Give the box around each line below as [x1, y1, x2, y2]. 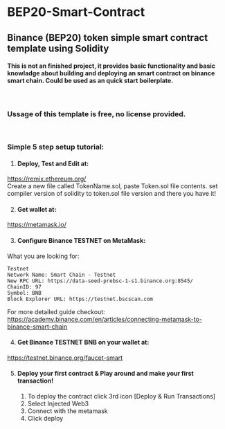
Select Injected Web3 [27, 399, 89, 408]
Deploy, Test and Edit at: [17, 159, 89, 167]
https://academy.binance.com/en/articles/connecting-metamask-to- [7, 315, 203, 323]
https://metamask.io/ [7, 221, 67, 229]
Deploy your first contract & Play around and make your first [17, 369, 194, 378]
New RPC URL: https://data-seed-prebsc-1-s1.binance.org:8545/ [7, 277, 194, 284]
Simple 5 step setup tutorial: [7, 143, 105, 152]
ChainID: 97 [7, 283, 42, 291]
